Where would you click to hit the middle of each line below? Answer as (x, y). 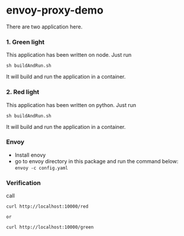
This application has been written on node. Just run (69, 55)
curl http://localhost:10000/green (50, 227)
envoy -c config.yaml (41, 168)
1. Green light (25, 42)
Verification (24, 183)
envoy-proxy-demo (55, 10)
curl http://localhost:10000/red (47, 207)
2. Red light (23, 92)
